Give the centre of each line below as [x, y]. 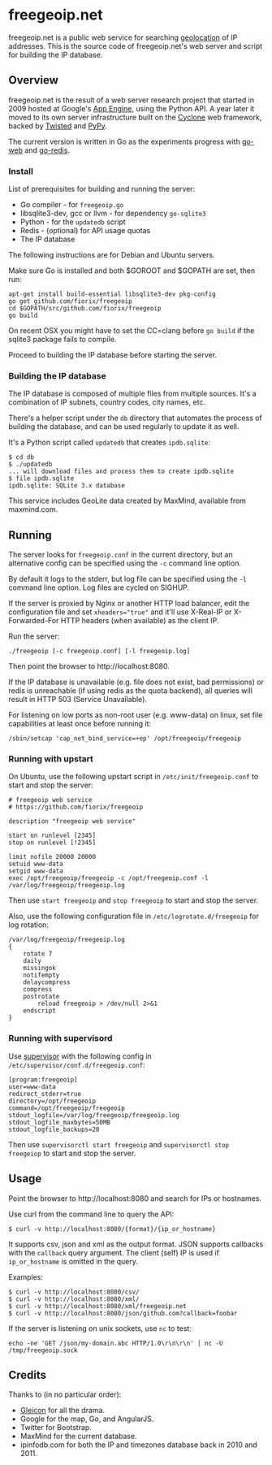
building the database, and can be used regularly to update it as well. [124, 427]
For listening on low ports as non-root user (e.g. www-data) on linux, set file [136, 715]
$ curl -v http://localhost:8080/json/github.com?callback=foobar [123, 1313]
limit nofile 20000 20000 [52, 857]
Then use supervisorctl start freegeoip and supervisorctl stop [119, 1144]
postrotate [41, 997]
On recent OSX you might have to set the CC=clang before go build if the [132, 331]
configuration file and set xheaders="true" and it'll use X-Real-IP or [120, 612]
